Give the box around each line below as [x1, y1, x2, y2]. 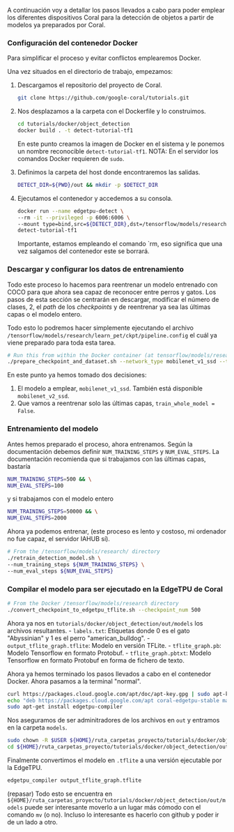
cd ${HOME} [7, 743, 39, 750]
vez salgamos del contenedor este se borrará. [17, 247, 150, 255]
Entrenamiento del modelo [7, 424, 99, 434]
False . [17, 407, 36, 415]
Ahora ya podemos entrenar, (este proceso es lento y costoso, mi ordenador [7, 527, 226, 536]
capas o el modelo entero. [7, 310, 82, 318]
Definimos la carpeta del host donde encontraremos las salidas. [17, 167, 201, 176]
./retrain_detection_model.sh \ [7, 554, 101, 562]
